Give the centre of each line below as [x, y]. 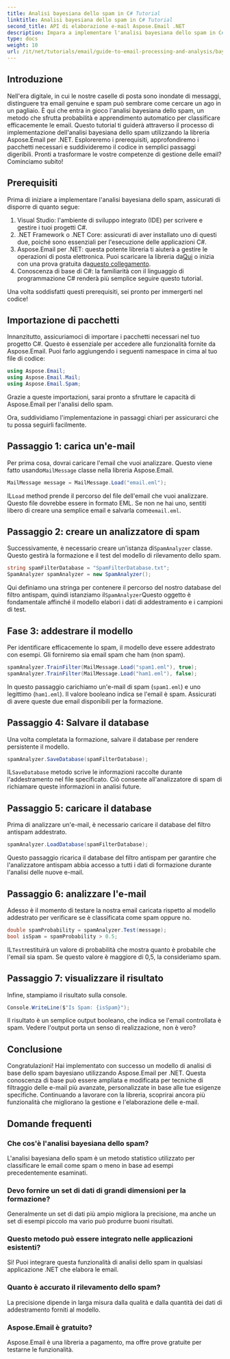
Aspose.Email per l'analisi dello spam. [60, 404]
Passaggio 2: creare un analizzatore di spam [103, 532]
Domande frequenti [50, 1124]
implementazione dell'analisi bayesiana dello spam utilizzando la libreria [108, 132]
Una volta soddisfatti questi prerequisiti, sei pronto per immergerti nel [105, 291]
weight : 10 [23, 45]
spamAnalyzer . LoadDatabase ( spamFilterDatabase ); [78, 845]
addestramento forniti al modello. [54, 1310]
